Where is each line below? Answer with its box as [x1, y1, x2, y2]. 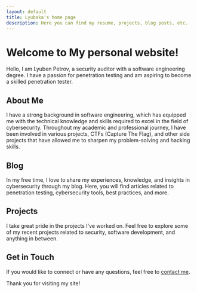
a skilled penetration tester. [6, 78, 73, 86]
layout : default [6, 8, 47, 15]
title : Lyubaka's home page [6, 14, 76, 20]
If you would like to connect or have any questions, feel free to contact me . [6, 268, 190, 275]
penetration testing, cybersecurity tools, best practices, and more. [6, 189, 169, 196]
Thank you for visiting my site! [6, 279, 81, 287]
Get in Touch [6, 252, 55, 263]
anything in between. [6, 234, 58, 242]
